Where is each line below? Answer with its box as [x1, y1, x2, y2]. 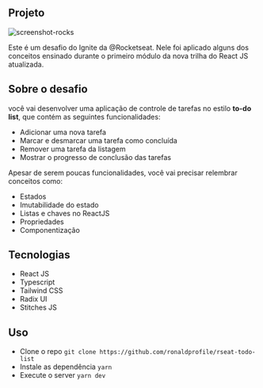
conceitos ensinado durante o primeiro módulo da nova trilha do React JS [8, 51, 249, 60]
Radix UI [19, 295, 48, 304]
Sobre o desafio [8, 82, 89, 96]
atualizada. [8, 59, 44, 69]
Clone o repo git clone [19, 347, 97, 356]
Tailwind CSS [19, 286, 63, 295]
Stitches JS [19, 302, 57, 312]
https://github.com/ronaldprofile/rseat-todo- [99, 348, 256, 356]
